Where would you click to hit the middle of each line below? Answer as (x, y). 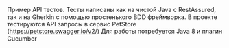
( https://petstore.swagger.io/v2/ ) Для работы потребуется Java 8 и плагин (115, 31)
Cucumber (22, 39)
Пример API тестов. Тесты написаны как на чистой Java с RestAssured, (112, 10)
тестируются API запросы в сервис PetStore (72, 24)
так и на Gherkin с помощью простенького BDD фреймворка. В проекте (112, 17)
